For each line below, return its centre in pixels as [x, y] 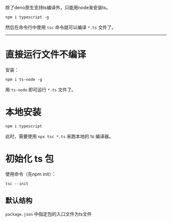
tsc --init [17, 184]
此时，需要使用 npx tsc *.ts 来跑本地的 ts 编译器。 [59, 136]
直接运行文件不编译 [46, 55]
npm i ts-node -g [24, 79]
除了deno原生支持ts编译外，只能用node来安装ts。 [58, 7]
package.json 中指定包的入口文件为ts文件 [49, 214]
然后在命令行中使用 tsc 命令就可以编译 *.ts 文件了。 [61, 27]
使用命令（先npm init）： [31, 174]
